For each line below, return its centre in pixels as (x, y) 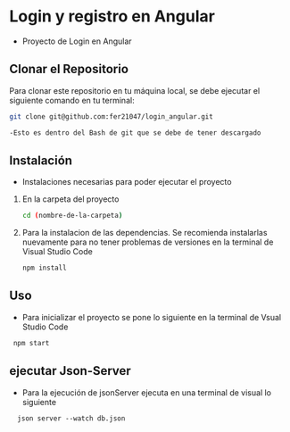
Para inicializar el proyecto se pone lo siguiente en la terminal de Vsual (152, 317)
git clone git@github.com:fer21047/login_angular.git (112, 116)
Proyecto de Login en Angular (77, 41)
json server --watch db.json (71, 418)
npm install (44, 268)
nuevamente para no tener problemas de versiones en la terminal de (148, 242)
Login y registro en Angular (112, 17)
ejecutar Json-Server (70, 371)
